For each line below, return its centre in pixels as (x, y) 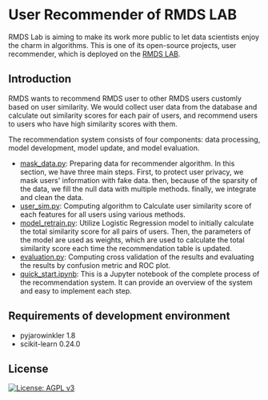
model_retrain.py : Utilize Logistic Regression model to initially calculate (137, 222)
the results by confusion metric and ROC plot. (95, 265)
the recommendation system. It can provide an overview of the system (136, 282)
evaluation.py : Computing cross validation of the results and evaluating (137, 257)
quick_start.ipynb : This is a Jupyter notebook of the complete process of (140, 274)
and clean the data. (52, 197)
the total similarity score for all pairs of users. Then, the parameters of (135, 231)
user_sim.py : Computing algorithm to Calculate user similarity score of (136, 206)
